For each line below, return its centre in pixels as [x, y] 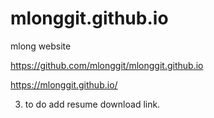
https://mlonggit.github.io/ [64, 84]
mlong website [41, 46]
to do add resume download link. [92, 104]
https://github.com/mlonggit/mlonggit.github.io [107, 65]
